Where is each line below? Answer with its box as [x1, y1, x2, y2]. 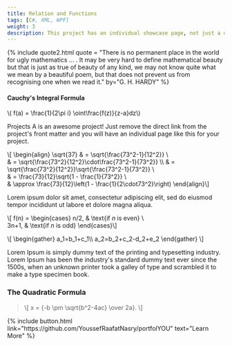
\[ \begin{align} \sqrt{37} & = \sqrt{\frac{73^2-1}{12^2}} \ [7, 150, 169, 159]
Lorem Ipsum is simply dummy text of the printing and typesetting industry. [7, 248, 221, 257]
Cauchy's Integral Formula [7, 93, 85, 102]
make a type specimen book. [7, 271, 90, 279]
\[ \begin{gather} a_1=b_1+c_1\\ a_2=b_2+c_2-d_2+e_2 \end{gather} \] [7, 235, 204, 243]
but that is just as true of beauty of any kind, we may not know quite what [7, 63, 216, 71]
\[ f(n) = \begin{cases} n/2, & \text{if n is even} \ [7, 214, 144, 222]
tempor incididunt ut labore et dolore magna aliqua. [7, 201, 153, 209]
